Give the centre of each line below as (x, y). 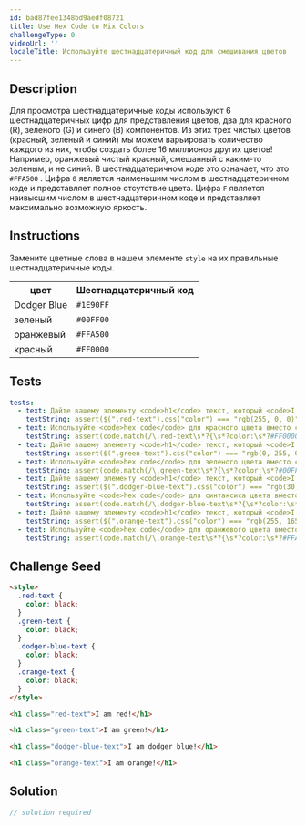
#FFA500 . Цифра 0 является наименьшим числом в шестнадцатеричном (149, 178)
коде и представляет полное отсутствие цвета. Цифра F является (137, 188)
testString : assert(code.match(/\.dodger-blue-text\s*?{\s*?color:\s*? (164, 505)
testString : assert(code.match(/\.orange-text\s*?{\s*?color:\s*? (154, 538)
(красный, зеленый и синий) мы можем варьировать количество (137, 139)
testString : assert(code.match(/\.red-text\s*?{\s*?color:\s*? (148, 437)
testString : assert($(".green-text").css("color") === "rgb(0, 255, (158, 453)
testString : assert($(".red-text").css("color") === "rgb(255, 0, (154, 420)
